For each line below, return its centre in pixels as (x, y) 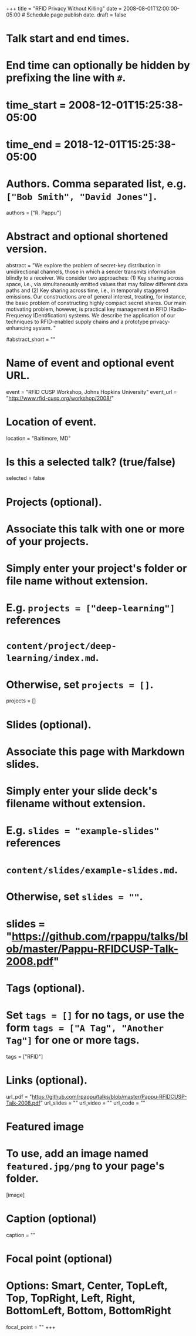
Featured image (45, 1126)
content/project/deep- (61, 646)
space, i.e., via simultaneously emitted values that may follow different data (97, 284)
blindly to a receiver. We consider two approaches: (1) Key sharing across (95, 278)
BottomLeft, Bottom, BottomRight (89, 1311)
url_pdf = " (19, 1096)
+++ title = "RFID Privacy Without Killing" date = (64, 9)
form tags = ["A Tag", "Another (85, 1027)
